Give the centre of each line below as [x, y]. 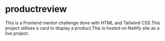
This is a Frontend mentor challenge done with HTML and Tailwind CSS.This [82, 23]
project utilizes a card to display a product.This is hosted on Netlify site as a [82, 28]
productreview [36, 9]
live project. [17, 33]
